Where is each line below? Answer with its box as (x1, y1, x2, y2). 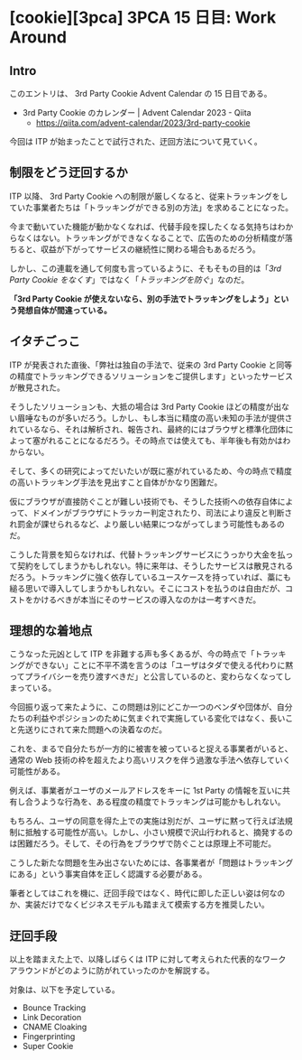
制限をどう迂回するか (9, 165, 128, 181)
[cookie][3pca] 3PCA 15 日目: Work (9, 7, 277, 28)
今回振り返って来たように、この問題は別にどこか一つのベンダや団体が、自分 (9, 702, 293, 712)
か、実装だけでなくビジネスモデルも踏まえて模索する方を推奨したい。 (9, 899, 270, 910)
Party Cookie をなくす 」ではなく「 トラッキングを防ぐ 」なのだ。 (9, 274, 250, 284)
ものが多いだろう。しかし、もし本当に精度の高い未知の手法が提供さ (40, 412, 293, 423)
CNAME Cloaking (22, 1021, 87, 1033)
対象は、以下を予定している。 (9, 984, 120, 995)
